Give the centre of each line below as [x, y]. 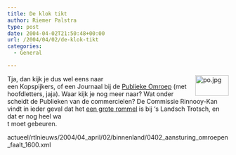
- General [28, 53]
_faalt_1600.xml [29, 144]
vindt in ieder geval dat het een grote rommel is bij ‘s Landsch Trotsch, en [113, 109]
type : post [23, 27]
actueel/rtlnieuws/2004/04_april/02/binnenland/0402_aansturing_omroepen [118, 137]
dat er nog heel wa [34, 116]
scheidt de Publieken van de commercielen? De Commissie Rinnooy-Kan [112, 101]
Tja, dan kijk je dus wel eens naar [55, 79]
